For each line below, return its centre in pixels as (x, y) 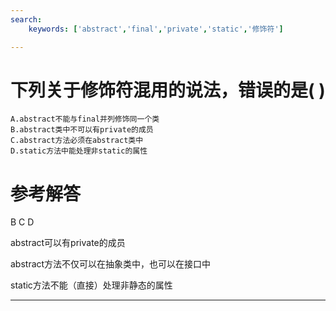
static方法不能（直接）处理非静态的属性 (91, 285)
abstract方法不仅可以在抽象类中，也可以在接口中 (111, 264)
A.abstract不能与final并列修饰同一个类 (85, 119)
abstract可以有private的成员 (68, 243)
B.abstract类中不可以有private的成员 (82, 130)
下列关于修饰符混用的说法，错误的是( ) (168, 90)
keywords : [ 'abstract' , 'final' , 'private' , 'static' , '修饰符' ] (156, 29)
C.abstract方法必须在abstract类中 (77, 141)
